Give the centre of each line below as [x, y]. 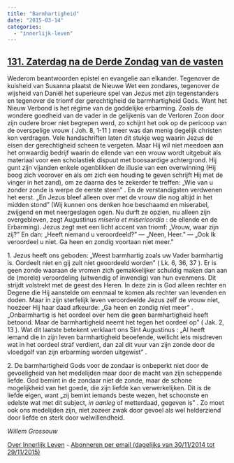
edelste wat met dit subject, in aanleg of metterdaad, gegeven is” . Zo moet [116, 403]
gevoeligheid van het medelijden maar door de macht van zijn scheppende [115, 373]
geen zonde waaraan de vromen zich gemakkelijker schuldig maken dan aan [117, 271]
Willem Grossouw [32, 432]
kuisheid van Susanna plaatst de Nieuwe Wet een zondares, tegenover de [114, 86]
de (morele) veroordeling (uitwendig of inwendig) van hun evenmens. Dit [112, 278]
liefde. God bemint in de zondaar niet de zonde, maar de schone [100, 380]
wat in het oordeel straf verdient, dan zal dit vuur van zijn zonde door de [111, 345]
